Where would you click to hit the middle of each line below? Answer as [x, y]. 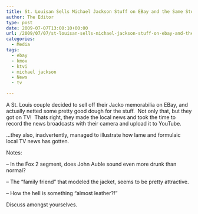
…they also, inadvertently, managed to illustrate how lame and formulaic [93, 135]
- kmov [19, 61]
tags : [13, 50]
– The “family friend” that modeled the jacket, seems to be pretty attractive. [98, 182]
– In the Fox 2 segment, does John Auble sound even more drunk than [91, 164]
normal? [16, 170]
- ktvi [19, 66]
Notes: [14, 153]
